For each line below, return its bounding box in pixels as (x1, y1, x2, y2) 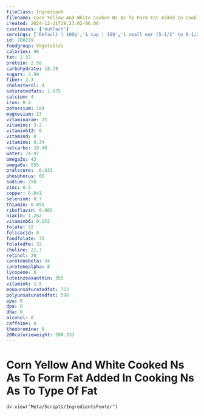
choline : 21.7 (6, 247, 42, 253)
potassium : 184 (6, 105, 45, 111)
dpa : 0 (6, 303, 23, 309)
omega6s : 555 (6, 162, 39, 168)
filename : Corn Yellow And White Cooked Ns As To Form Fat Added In (6, 15, 183, 21)
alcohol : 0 (6, 315, 34, 321)
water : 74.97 (6, 150, 39, 157)
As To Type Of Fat (6, 384, 98, 398)
